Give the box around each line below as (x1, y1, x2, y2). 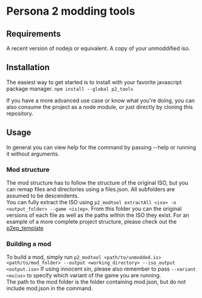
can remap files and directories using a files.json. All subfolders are (6, 185, 175, 193)
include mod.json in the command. (6, 285, 93, 292)
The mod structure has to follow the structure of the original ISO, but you (6, 179, 189, 186)
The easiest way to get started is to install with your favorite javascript (6, 78, 182, 86)
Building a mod (6, 239, 52, 248)
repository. (6, 110, 33, 117)
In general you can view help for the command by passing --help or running (6, 143, 197, 151)
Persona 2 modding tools (6, 4, 136, 18)
